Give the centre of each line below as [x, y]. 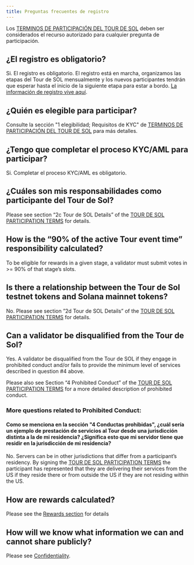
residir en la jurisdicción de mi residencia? [59, 443]
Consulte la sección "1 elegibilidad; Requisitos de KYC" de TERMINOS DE [95, 125]
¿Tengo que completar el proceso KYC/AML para [97, 150]
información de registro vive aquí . [47, 92]
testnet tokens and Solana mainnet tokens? [87, 297]
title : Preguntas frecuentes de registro [58, 11]
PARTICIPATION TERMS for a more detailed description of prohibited [89, 389]
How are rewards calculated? [61, 499]
